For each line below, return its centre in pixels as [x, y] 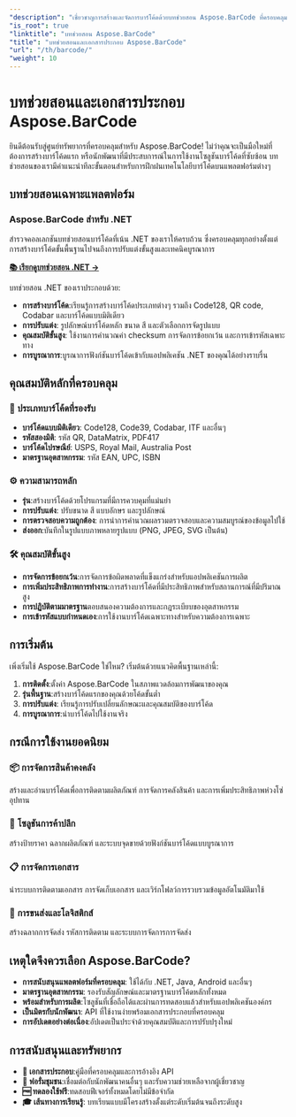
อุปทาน [19, 800]
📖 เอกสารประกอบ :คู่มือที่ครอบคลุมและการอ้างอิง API [98, 1071]
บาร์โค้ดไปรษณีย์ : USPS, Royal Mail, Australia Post [106, 448]
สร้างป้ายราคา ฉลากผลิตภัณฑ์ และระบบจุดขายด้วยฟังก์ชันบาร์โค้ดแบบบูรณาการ [121, 843]
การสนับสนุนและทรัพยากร [65, 1050]
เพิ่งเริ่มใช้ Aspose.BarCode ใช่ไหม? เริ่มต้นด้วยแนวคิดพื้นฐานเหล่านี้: [114, 666]
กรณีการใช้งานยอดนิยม [59, 742]
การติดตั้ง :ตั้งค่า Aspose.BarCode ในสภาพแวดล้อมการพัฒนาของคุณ [125, 684]
